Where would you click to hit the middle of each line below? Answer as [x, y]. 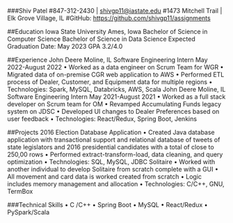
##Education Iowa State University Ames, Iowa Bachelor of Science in [107, 32]
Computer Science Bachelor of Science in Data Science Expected [102, 39]
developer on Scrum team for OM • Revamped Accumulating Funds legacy [114, 104]
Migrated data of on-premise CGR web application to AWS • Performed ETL [116, 74]
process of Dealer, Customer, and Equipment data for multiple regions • [110, 82]
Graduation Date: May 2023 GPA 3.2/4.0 [65, 46]
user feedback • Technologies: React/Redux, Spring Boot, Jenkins [102, 119]
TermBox [20, 191]
